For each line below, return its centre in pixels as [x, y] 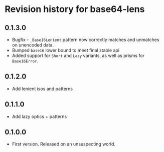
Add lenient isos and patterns [42, 88]
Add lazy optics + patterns [39, 116]
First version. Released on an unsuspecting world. [64, 144]
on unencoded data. [33, 45]
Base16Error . [25, 61]
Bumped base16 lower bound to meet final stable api [66, 50]
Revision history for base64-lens [75, 9]
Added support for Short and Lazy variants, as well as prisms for [78, 55]
